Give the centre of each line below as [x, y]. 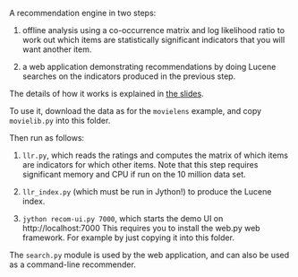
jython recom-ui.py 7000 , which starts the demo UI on [123, 218]
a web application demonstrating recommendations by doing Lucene [149, 67]
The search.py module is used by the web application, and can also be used [149, 255]
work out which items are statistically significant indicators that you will [153, 40]
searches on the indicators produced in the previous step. [129, 76]
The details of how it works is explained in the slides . [106, 94]
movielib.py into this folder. [60, 121]
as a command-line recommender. [72, 264]
